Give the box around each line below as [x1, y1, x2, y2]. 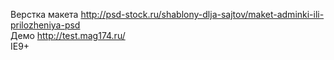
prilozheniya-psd [10, 19, 81, 31]
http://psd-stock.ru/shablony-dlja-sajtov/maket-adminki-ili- [80, 9, 325, 20]
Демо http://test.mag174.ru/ [10, 30, 126, 41]
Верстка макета [10, 9, 79, 20]
